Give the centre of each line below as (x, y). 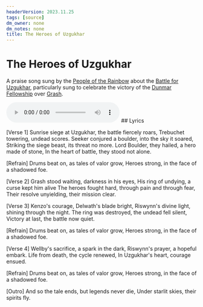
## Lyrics (132, 121)
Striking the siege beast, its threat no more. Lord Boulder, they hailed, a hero (101, 145)
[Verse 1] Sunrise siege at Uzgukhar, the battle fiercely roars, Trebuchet (95, 132)
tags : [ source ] (25, 18)
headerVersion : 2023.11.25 (40, 12)
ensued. (16, 262)
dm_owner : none (25, 23)
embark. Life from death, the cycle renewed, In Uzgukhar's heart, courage (99, 255)
